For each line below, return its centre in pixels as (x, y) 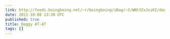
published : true (22, 19)
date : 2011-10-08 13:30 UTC (35, 15)
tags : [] (14, 29)
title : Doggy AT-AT (26, 24)
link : (11, 10)
